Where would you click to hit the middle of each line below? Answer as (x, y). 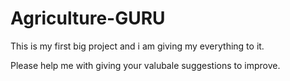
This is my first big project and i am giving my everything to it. (137, 46)
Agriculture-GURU (88, 18)
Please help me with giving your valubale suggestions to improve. (145, 65)
